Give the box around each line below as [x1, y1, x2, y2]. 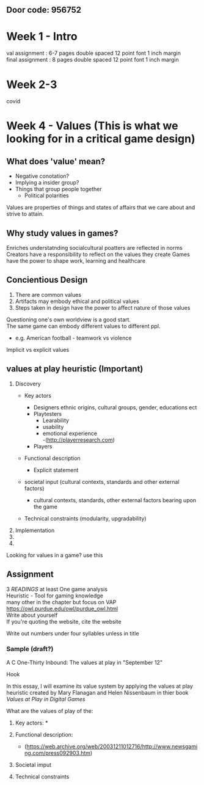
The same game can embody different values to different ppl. [6, 322, 161, 329]
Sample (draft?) [6, 644, 54, 653]
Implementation [15, 527, 55, 534]
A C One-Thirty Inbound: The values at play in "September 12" [6, 659, 163, 666]
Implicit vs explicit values [6, 346, 70, 353]
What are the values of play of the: [6, 707, 93, 714]
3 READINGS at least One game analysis [6, 585, 108, 593]
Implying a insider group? [15, 179, 79, 186]
